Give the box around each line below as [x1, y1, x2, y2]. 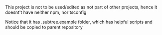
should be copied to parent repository [5, 24, 83, 30]
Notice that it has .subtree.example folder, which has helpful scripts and [5, 19, 153, 25]
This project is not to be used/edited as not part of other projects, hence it [5, 4, 158, 10]
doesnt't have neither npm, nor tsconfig [5, 9, 87, 15]
